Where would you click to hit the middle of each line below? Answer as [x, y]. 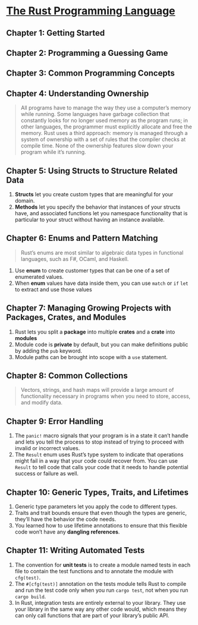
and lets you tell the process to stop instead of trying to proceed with [99, 442]
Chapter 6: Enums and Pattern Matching [82, 238]
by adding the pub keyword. [48, 351]
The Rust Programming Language [91, 11]
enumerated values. [39, 277]
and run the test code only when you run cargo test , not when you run [101, 590]
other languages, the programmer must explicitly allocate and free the [106, 127]
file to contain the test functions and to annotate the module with [94, 571]
